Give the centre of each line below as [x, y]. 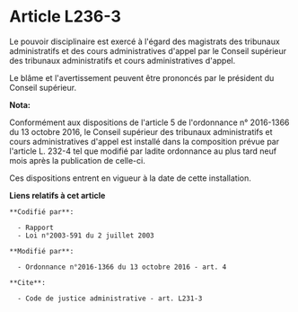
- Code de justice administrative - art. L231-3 [110, 299]
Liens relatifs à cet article [57, 195]
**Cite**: [28, 282]
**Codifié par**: [42, 212]
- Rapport [35, 227]
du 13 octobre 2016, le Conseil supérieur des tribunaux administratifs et [141, 131]
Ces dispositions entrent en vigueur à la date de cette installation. [130, 178]
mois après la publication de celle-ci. [77, 160]
